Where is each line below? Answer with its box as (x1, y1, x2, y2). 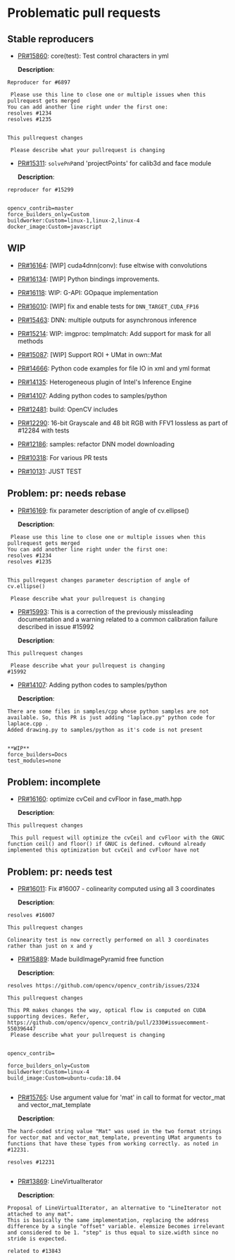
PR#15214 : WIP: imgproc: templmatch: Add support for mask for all (17, 329, 211, 337)
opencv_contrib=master (7, 205, 74, 212)
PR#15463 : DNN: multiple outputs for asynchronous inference (17, 316, 197, 324)
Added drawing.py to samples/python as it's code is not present (7, 726, 203, 733)
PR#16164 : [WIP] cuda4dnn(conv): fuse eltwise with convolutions (17, 261, 208, 269)
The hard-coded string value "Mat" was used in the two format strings (7, 1128, 222, 1135)
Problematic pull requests (7, 5, 161, 21)
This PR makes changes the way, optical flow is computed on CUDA (7, 1007, 206, 1014)
